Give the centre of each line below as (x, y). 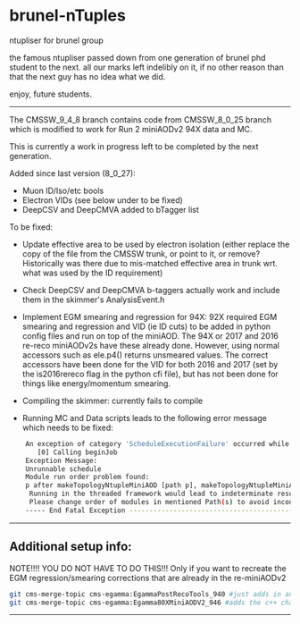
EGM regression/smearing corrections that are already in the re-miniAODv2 (148, 578)
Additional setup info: (71, 547)
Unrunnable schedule (63, 469)
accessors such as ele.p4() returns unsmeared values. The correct (145, 355)
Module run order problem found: (87, 477)
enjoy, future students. (50, 94)
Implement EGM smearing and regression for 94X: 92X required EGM (150, 316)
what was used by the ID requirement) (92, 273)
